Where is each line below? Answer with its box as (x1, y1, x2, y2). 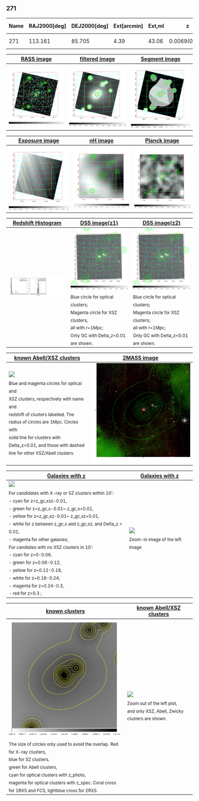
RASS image (20, 55, 52, 63)
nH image (89, 137, 114, 144)
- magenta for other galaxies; (8, 536, 69, 542)
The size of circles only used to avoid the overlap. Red (8, 741, 118, 747)
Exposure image (18, 137, 59, 144)
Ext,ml (147, 23, 165, 30)
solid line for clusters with (8, 434, 61, 440)
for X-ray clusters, (8, 749, 47, 755)
